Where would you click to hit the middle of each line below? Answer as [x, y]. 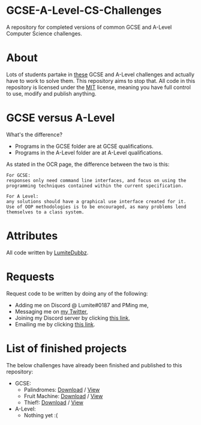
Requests [30, 277]
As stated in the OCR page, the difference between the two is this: [88, 164]
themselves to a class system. [45, 212]
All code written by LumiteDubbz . [47, 252]
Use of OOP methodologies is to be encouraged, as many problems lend [96, 207]
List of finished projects [67, 348]
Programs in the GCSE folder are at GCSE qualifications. [84, 146]
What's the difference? [34, 134]
